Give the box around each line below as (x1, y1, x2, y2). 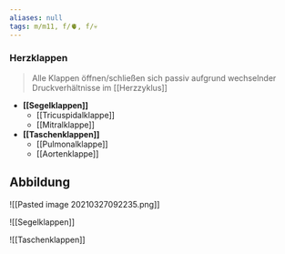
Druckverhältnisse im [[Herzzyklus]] (31, 82, 168, 93)
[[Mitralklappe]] (36, 119, 96, 130)
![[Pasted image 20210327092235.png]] (9, 198, 160, 209)
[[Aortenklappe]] (36, 147, 99, 159)
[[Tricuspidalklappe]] (36, 109, 116, 120)
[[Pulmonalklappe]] (36, 138, 108, 149)
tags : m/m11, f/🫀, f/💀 (9, 22, 98, 31)
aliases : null (9, 13, 64, 23)
